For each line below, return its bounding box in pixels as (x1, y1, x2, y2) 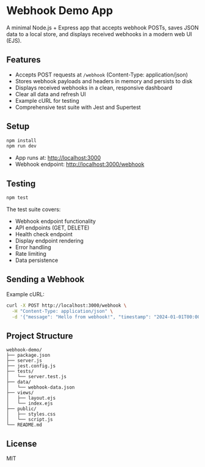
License (6, 438, 37, 449)
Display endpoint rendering (15, 237, 84, 244)
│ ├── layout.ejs (6, 395, 56, 402)
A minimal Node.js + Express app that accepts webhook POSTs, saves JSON (6, 24, 199, 31)
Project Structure (6, 331, 73, 341)
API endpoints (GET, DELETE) (15, 224, 90, 231)
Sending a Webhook (6, 274, 85, 285)
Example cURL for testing (15, 97, 79, 104)
